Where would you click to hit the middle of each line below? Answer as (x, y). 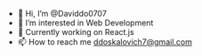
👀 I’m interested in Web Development (85, 23)
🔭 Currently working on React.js (76, 32)
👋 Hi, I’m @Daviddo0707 (62, 14)
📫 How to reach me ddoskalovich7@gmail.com (105, 42)
